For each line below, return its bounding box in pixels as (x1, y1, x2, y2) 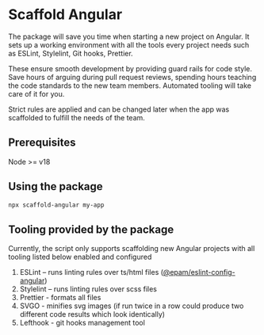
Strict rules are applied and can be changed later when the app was (8, 105, 230, 114)
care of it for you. (8, 89, 65, 98)
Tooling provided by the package (8, 223, 174, 236)
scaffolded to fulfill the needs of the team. (8, 112, 145, 122)
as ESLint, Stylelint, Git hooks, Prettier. (8, 48, 133, 58)
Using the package (8, 180, 103, 193)
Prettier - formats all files (19, 293, 101, 303)
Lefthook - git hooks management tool (19, 318, 145, 328)
